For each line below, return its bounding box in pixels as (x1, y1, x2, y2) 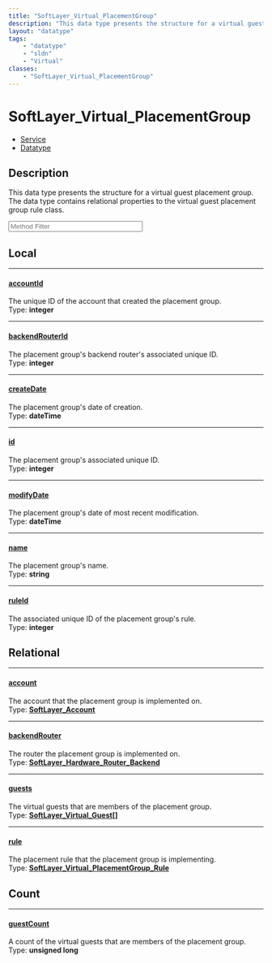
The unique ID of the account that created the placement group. (8, 296, 222, 306)
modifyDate (8, 490, 49, 499)
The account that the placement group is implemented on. (8, 696, 202, 706)
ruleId (8, 596, 29, 605)
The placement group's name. (8, 561, 109, 571)
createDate (8, 384, 47, 394)
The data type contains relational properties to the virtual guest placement (8, 196, 257, 206)
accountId (8, 278, 44, 288)
